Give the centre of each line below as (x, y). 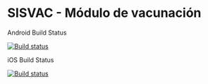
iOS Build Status (31, 60)
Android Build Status (37, 32)
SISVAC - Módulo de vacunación (104, 13)
